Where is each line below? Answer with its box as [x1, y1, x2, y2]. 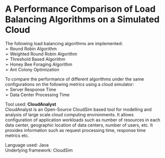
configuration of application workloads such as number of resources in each [5, 117, 161, 123]
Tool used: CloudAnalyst [5, 101, 57, 107]
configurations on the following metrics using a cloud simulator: [5, 81, 134, 87]
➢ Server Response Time [5, 86, 57, 92]
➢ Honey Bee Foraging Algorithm [5, 61, 72, 67]
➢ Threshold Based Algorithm [5, 56, 66, 62]
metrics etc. [5, 132, 30, 138]
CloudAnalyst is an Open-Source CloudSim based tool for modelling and [5, 106, 152, 112]
